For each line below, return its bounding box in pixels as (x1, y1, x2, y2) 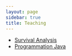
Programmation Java (14, 43, 67, 50)
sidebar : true (5, 14, 41, 20)
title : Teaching (5, 20, 46, 26)
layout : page (5, 8, 38, 15)
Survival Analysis (14, 37, 58, 44)
